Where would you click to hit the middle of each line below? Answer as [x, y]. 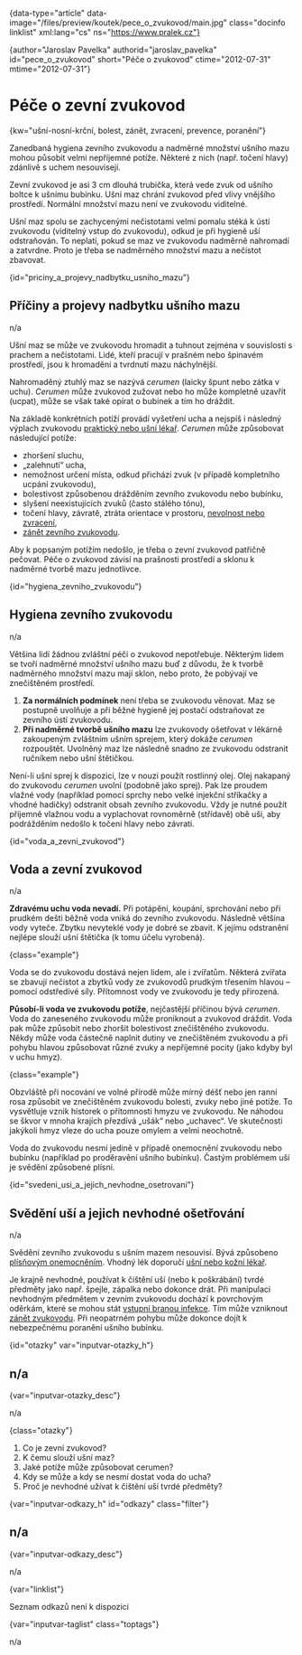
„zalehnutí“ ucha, [55, 465]
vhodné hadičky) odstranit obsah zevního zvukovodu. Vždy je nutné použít [148, 804]
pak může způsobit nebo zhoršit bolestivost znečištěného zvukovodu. [139, 1029]
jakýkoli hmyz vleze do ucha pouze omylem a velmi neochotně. [127, 1131]
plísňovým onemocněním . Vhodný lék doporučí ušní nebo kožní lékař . [138, 1262]
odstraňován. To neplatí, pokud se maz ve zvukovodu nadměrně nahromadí [150, 240]
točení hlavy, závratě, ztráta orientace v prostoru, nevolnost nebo [143, 512]
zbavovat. [28, 259]
